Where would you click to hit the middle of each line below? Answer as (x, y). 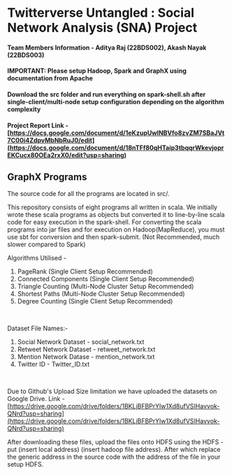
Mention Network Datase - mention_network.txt (86, 357)
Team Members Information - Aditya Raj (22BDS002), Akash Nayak (107, 48)
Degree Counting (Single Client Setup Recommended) (95, 302)
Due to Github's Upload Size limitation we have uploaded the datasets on (112, 391)
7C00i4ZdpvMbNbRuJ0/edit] (51, 140)
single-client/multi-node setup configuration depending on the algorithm (116, 101)
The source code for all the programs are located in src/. (88, 194)
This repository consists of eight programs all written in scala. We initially (113, 207)
